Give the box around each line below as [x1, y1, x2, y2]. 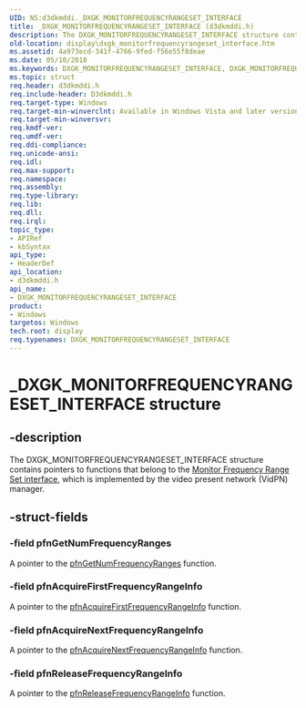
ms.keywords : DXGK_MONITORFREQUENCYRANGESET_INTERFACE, [9, 65, 226, 74]
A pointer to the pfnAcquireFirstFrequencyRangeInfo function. [9, 600, 242, 611]
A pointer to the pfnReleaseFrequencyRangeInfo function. [9, 688, 226, 699]
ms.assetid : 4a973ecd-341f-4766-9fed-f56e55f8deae [9, 47, 206, 56]
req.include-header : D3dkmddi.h [9, 89, 132, 98]
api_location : [9, 268, 64, 277]
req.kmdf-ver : [9, 124, 64, 133]
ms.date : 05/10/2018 [9, 56, 88, 65]
